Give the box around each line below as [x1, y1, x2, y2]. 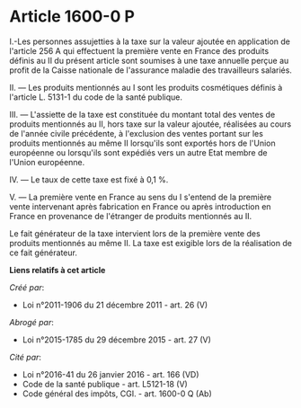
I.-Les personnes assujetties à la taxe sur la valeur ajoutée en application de [9, 36, 290, 47]
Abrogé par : [9, 316, 54, 327]
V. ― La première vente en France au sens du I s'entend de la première [9, 191, 272, 202]
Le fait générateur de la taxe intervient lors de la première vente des [9, 227, 261, 239]
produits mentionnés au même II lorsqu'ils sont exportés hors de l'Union [9, 137, 276, 148]
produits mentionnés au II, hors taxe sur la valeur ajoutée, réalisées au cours [9, 119, 292, 129]
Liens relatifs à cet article [9, 264, 106, 275]
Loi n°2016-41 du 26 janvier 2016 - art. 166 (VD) [22, 368, 199, 379]
